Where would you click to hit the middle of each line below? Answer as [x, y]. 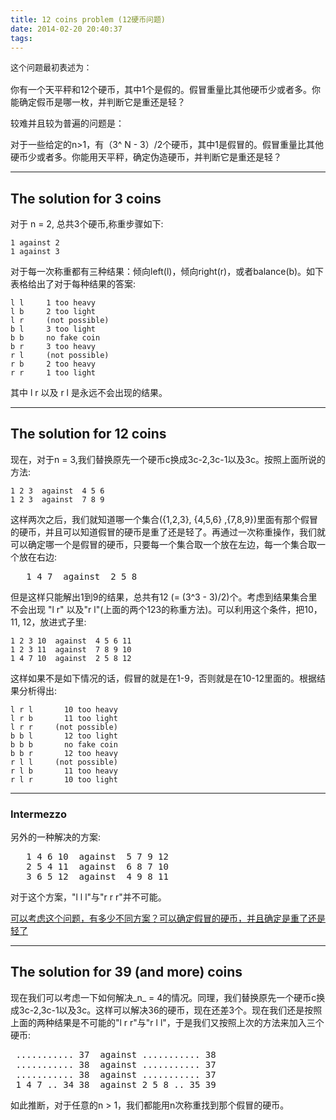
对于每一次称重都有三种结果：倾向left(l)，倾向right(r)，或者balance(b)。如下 [167, 271]
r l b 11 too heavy [64, 771]
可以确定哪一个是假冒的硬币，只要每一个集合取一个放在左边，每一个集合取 [163, 544]
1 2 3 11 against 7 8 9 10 [71, 649]
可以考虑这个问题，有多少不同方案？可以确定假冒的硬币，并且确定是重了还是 [168, 918]
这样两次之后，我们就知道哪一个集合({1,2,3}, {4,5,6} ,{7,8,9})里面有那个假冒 [164, 519]
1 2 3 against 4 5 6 [57, 491]
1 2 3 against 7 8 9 [57, 499]
